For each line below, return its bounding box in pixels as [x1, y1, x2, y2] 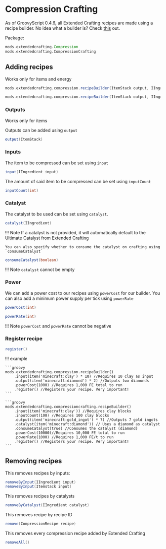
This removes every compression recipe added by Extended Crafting [5, 530, 146, 537]
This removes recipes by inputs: [5, 470, 70, 476]
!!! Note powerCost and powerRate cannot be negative [5, 323, 112, 329]
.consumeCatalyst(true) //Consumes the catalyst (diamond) [14, 426, 138, 431]
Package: [5, 35, 25, 41]
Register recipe [5, 335, 43, 342]
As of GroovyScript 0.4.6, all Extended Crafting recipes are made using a [5, 20, 153, 26]
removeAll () [5, 540, 30, 545]
